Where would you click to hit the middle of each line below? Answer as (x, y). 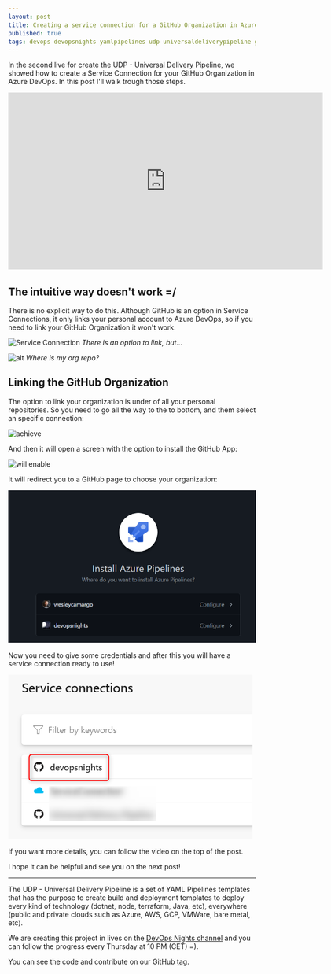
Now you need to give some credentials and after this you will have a (120, 655)
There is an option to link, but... (132, 343)
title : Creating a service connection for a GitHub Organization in (123, 25)
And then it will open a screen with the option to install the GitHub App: (123, 448)
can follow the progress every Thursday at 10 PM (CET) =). (103, 946)
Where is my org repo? (63, 358)
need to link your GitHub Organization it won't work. (92, 327)
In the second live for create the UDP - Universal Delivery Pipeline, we (121, 65)
